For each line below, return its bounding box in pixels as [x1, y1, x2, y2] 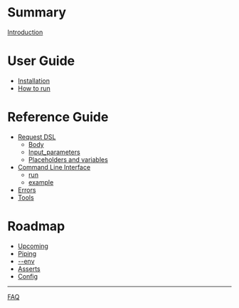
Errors [17, 185, 36, 194]
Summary [7, 4, 66, 21]
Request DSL [17, 133, 56, 141]
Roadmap [7, 218, 65, 234]
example [28, 178, 54, 186]
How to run [17, 83, 51, 93]
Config [17, 272, 38, 280]
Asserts [17, 265, 41, 273]
